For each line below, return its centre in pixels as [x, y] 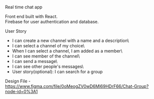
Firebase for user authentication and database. [52, 22]
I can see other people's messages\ [48, 66]
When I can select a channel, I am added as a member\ [67, 51]
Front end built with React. [31, 16]
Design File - [18, 81]
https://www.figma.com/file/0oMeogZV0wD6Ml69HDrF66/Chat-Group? [77, 86]
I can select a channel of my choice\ [48, 46]
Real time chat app [24, 7]
